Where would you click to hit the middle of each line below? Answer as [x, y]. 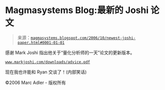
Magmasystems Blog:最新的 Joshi [77, 10]
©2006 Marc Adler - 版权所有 [36, 82]
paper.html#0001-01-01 [41, 42]
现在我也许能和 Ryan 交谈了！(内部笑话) [46, 72]
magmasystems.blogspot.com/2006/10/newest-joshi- [83, 38]
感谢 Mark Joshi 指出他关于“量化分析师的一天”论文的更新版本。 [70, 52]
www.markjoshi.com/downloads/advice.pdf [48, 62]
